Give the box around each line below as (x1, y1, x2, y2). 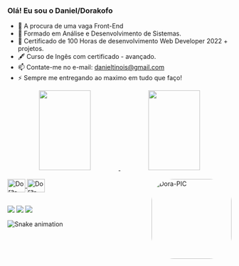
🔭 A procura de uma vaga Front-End (17, 22, 124, 31)
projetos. (17, 45, 44, 53)
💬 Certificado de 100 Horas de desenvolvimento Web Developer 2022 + (17, 37, 228, 45)
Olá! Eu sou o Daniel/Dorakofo (7, 6, 113, 16)
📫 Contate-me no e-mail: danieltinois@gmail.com (17, 63, 165, 72)
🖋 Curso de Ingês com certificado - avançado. (17, 52, 156, 61)
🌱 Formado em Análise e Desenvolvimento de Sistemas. (17, 29, 181, 38)
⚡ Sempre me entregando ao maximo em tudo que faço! (17, 74, 183, 82)
